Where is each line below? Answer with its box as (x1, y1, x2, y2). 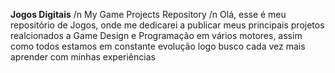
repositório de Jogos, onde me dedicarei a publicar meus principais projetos (10, 19, 325, 31)
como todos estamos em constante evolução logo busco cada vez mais (10, 40, 306, 52)
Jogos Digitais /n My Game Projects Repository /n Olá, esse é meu (10, 9, 287, 20)
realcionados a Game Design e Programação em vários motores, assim (10, 30, 303, 41)
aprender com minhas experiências (10, 51, 156, 63)
